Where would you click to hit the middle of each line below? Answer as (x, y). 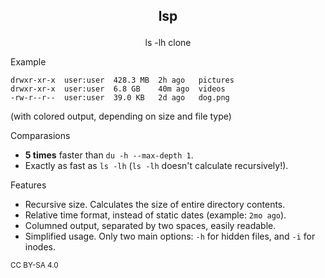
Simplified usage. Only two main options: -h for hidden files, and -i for (170, 236)
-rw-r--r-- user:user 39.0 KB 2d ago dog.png (120, 98)
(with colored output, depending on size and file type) (121, 116)
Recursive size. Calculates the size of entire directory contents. (155, 205)
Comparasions (40, 136)
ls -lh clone (168, 43)
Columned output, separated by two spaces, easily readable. (150, 226)
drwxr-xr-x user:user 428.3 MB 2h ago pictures (122, 80)
